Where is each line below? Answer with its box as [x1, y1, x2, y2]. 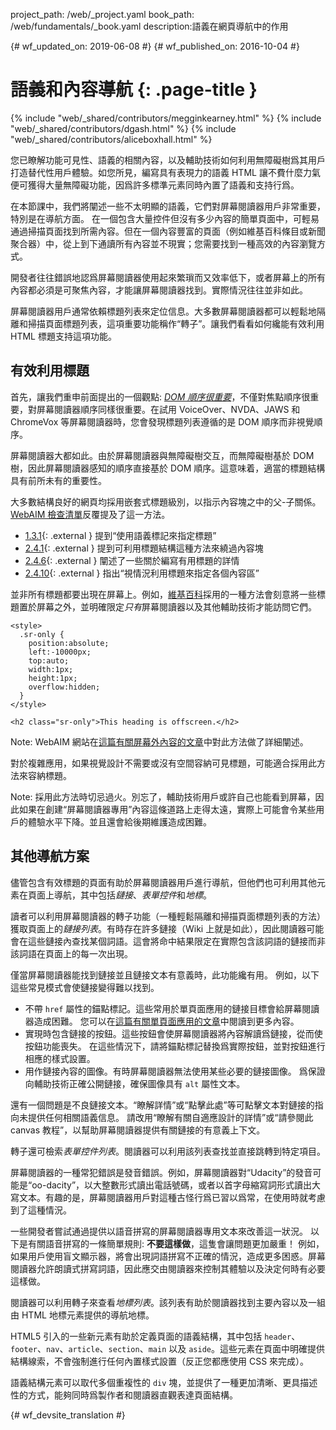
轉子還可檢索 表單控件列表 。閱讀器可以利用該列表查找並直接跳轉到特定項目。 [10, 1145, 326, 1157]
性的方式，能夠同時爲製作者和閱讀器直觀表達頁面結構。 [10, 1389, 238, 1401]
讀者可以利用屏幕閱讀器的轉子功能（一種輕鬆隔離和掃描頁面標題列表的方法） [10, 910, 326, 922]
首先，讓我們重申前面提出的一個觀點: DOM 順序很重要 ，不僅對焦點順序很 [10, 390, 311, 403]
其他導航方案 [10, 848, 90, 865]
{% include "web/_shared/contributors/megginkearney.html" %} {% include [10, 112, 322, 124]
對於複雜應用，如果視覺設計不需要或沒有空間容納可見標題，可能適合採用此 [10, 757, 317, 769]
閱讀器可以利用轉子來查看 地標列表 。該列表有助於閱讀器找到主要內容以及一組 [10, 1296, 326, 1308]
